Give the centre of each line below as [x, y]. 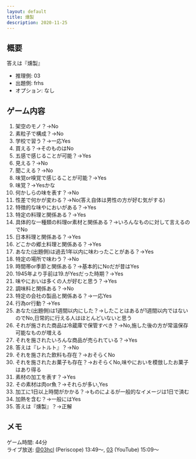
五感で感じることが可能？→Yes [53, 156]
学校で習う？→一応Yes [43, 141]
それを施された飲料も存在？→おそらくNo [65, 355]
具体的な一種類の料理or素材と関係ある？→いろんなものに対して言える [100, 222]
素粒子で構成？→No [39, 134]
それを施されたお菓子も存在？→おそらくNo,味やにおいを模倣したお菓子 [102, 362]
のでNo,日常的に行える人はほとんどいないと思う [73, 318]
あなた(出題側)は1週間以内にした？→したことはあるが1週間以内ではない [102, 311]
